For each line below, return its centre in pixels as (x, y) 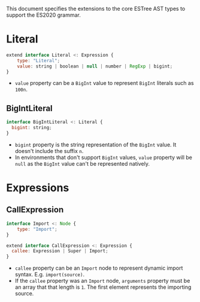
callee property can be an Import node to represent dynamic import (99, 268)
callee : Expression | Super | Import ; (60, 251)
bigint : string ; (32, 128)
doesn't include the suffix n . (49, 151)
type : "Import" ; (37, 229)
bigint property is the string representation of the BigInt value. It (96, 144)
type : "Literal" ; (39, 60)
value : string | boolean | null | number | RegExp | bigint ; (95, 66)
